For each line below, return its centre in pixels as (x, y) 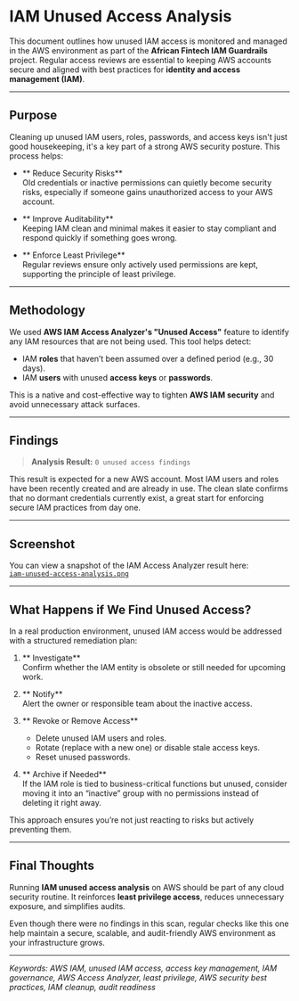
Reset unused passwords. (83, 757)
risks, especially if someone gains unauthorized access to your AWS (147, 192)
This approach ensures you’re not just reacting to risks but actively (132, 820)
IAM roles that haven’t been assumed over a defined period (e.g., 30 (148, 358)
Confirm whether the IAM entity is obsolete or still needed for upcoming (154, 667)
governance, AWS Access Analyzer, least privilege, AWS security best (138, 977)
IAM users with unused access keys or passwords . (117, 377)
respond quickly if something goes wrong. (100, 237)
